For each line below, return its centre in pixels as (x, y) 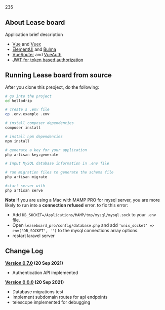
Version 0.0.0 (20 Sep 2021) (35, 282)
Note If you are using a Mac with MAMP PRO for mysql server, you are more (82, 200)
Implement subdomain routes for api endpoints (60, 297)
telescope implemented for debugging (51, 302)
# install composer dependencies (40, 123)
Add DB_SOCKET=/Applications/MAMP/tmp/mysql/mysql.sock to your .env (84, 214)
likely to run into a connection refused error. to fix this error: (67, 205)
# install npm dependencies (34, 137)
